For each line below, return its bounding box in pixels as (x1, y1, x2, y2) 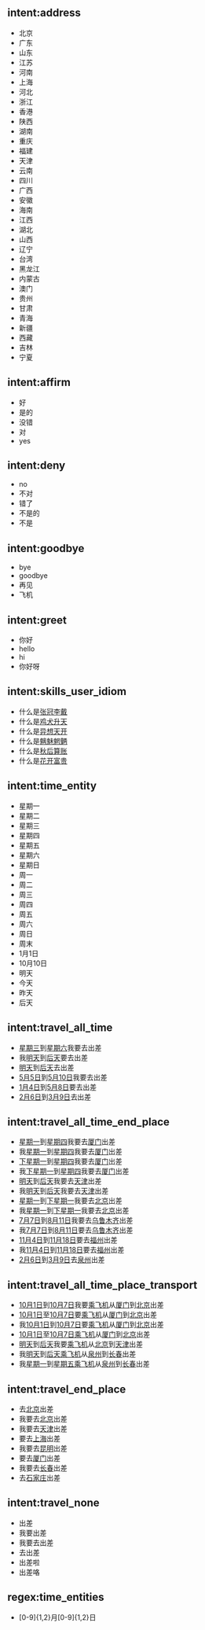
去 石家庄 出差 (18, 1473, 60, 1482)
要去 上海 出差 (18, 1433, 60, 1443)
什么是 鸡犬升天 (18, 716, 68, 726)
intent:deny (7, 459, 66, 473)
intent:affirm (7, 376, 71, 389)
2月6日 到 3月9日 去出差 (18, 1092, 92, 1102)
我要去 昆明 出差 (18, 1443, 68, 1453)
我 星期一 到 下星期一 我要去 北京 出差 (18, 1206, 130, 1216)
